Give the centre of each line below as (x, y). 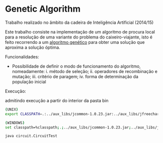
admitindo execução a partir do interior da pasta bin (57, 100)
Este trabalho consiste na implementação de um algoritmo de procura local (80, 32)
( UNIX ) (12, 109)
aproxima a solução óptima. (33, 47)
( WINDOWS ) (15, 123)
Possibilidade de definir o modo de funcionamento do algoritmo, (76, 66)
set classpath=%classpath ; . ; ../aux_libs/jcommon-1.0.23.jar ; (68, 127)
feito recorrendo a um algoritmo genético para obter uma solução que (75, 42)
